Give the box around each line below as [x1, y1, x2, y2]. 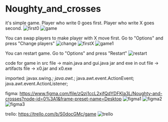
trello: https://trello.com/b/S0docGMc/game [5, 111, 97, 117]
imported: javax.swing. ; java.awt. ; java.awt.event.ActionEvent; [5, 75, 135, 81]
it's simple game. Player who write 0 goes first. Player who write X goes [5, 20, 155, 26]
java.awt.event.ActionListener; [5, 80, 68, 87]
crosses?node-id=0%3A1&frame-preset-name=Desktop [5, 96, 122, 102]
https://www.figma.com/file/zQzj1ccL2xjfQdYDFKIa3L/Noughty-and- [19, 90, 162, 96]
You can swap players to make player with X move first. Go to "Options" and [5, 35, 163, 41]
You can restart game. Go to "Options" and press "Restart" [5, 50, 128, 56]
